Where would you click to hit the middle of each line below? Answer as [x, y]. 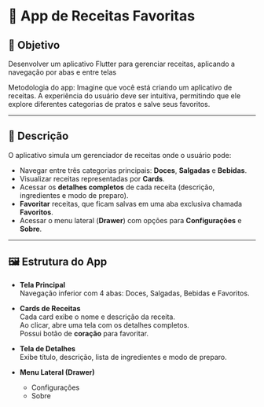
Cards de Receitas [50, 308]
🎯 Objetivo [34, 45]
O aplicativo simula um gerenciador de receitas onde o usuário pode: [120, 155]
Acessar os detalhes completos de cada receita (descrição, [117, 187]
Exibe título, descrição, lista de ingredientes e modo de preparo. [123, 357]
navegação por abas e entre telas [62, 72]
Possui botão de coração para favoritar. [84, 333]
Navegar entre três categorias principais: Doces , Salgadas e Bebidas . [133, 170]
